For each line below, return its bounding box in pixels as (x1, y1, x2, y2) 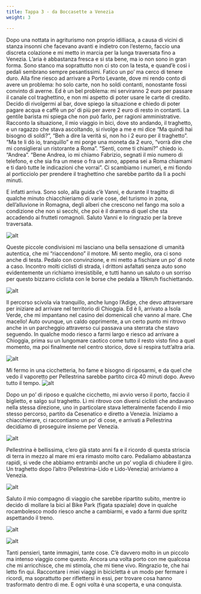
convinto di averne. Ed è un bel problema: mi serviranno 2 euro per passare (6, 87, 193, 94)
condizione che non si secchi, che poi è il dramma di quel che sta (6, 207, 168, 214)
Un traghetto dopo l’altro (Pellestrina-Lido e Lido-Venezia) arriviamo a (6, 465, 179, 472)
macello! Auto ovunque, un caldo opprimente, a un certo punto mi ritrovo (6, 318, 186, 325)
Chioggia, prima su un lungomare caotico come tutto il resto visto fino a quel (6, 337, 195, 344)
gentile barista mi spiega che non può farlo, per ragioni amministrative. (6, 112, 181, 120)
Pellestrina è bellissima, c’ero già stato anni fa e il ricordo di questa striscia (6, 446, 190, 453)
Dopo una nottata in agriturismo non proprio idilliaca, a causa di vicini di (6, 36, 184, 43)
